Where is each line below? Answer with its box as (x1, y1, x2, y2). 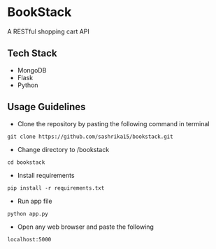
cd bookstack (7, 158, 45, 166)
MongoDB (17, 66, 47, 74)
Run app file (17, 197, 52, 205)
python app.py (7, 210, 49, 217)
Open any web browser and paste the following (17, 222, 154, 231)
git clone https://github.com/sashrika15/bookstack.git (7, 133, 173, 140)
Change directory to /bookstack (17, 145, 110, 153)
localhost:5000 (7, 236, 52, 243)
